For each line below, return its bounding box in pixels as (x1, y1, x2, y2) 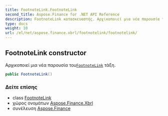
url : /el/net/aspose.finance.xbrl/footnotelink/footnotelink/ (5, 30, 137, 35)
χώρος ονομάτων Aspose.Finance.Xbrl (12, 100, 93, 106)
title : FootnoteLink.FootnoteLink (5, 7, 77, 12)
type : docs (5, 21, 28, 26)
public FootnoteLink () (5, 72, 52, 77)
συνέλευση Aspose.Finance (12, 105, 71, 111)
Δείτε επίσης (5, 83, 37, 90)
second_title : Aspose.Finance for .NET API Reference (5, 12, 120, 17)
